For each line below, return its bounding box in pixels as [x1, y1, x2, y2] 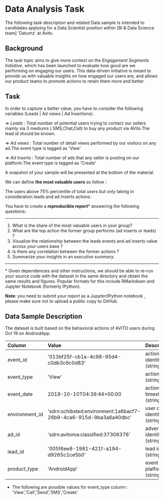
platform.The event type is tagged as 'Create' [5, 160, 97, 166]
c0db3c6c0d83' [47, 359, 86, 366]
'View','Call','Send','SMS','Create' [12, 489, 78, 496]
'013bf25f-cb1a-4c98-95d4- [47, 353, 121, 360]
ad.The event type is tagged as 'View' [5, 145, 82, 151]
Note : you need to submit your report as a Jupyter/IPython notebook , [5, 293, 145, 299]
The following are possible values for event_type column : [12, 484, 128, 490]
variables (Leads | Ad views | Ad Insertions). [5, 110, 94, 116]
